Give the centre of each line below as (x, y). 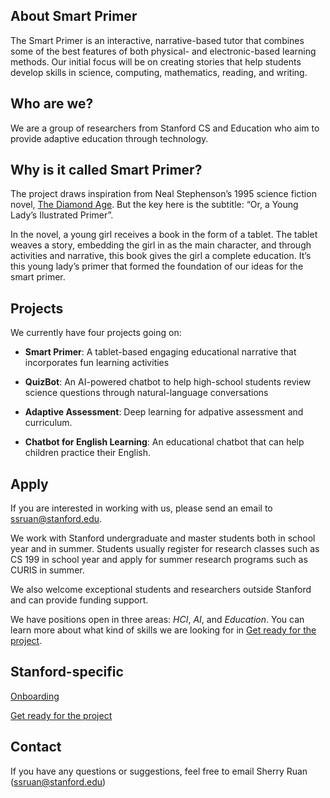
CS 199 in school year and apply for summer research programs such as (159, 560)
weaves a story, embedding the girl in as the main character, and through (161, 245)
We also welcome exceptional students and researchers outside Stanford (161, 590)
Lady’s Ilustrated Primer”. (62, 215)
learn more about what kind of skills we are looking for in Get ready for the (163, 630)
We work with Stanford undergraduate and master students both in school (163, 538)
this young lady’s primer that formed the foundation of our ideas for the (157, 266)
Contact (36, 747)
